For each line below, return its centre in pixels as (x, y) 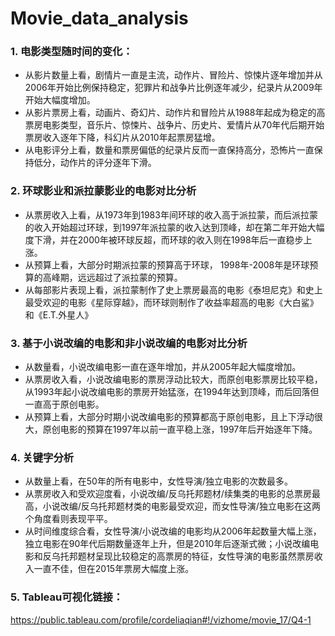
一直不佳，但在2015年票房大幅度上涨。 (114, 569)
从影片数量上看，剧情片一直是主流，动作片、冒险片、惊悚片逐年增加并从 (173, 75)
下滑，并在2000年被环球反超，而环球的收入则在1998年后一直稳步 (168, 239)
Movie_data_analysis (99, 18)
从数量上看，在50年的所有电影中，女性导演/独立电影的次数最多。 (158, 481)
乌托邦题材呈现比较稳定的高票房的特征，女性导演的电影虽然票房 (183, 556)
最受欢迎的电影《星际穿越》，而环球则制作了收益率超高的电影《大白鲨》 (171, 302)
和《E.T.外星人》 (59, 314)
